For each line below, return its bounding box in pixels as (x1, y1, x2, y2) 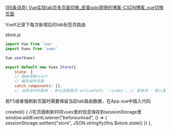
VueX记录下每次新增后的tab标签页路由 (5, 22, 86, 27)
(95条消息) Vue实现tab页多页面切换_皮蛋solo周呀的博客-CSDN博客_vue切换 (5, 5, 164, 10)
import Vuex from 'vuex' (5, 46, 58, 51)
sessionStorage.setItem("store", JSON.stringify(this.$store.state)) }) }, (5, 120, 152, 126)
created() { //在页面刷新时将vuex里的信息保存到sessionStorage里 (5, 109, 142, 115)
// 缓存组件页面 (14, 79, 44, 84)
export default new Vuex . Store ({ (5, 64, 76, 70)
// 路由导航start (14, 74, 48, 79)
